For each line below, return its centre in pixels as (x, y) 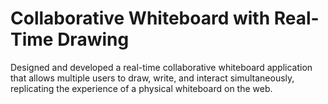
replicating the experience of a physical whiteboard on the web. (141, 88)
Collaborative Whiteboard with (140, 18)
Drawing (93, 39)
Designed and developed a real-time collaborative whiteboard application (161, 67)
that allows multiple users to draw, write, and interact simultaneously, (152, 78)
